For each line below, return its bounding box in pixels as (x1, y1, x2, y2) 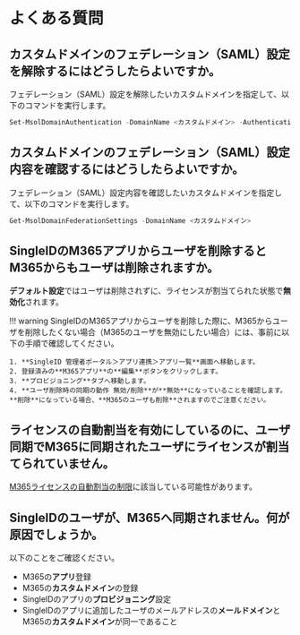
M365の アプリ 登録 (21, 571, 92, 582)
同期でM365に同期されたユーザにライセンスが (9, 439, 266, 454)
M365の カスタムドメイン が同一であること (21, 616, 177, 627)
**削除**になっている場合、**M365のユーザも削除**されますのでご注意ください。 (9, 396, 270, 405)
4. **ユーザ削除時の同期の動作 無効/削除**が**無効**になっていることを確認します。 (9, 386, 287, 395)
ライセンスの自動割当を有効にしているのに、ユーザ (9, 422, 291, 437)
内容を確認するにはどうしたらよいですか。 (9, 162, 244, 177)
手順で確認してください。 (24, 338, 119, 349)
